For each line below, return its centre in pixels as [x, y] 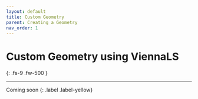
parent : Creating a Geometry [42, 22]
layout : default [26, 11]
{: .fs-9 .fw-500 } [27, 73]
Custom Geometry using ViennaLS [93, 57]
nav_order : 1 [22, 28]
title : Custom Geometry [35, 17]
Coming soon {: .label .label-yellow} [49, 90]
